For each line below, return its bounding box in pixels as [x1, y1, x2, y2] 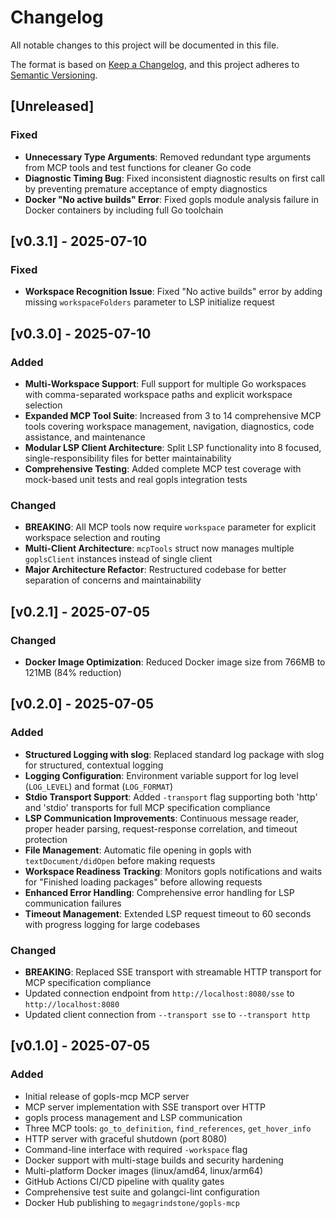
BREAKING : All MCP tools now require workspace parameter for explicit [24, 521, 317, 533]
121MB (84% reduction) [24, 666, 122, 678]
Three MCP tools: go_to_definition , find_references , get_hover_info [24, 1122, 312, 1134]
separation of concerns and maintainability [24, 574, 202, 586]
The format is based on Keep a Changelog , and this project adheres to [10, 58, 300, 70]
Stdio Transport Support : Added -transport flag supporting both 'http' [24, 791, 318, 803]
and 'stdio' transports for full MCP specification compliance [24, 801, 271, 813]
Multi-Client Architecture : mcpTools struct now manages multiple [24, 542, 295, 555]
